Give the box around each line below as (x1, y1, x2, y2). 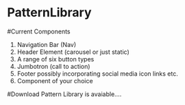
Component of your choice (16, 76, 94, 85)
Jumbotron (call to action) (16, 62, 90, 70)
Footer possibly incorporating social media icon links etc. (16, 70, 178, 78)
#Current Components (7, 27, 71, 35)
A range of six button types (16, 55, 95, 63)
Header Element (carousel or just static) (16, 48, 130, 56)
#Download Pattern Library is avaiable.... (7, 90, 122, 98)
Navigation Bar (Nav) (16, 40, 77, 48)
